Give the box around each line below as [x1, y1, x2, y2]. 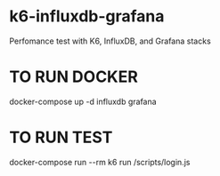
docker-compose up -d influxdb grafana [9, 96, 158, 107]
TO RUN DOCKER [9, 67, 138, 87]
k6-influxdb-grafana [9, 6, 165, 27]
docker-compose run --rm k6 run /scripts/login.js [9, 156, 191, 167]
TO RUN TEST [9, 127, 113, 148]
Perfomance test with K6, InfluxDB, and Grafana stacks [9, 36, 211, 46]
